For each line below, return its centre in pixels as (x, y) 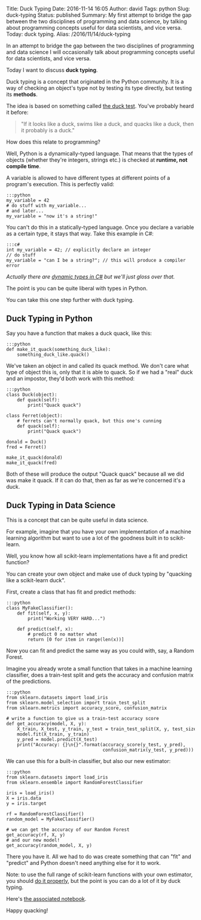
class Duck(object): (32, 395)
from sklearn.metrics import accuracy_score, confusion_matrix (87, 708)
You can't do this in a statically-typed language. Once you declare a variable (100, 227)
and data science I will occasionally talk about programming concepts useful (100, 52)
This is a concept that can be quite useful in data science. (77, 520)
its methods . (22, 94)
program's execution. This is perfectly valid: (60, 184)
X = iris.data (24, 798)
